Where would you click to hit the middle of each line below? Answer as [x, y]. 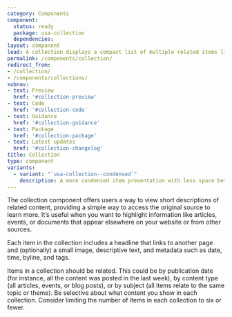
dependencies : [33, 39]
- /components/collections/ [48, 78]
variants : [21, 167]
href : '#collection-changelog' [58, 148]
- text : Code [26, 104]
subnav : [18, 84]
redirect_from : [29, 65]
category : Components [38, 13]
